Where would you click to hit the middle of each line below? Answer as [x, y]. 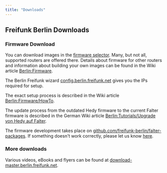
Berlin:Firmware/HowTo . [30, 101]
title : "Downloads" [25, 10]
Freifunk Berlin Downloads [47, 30]
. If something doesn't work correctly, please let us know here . [89, 136]
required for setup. [24, 86]
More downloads [26, 149]
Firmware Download [30, 44]
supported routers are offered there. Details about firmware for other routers [83, 60]
